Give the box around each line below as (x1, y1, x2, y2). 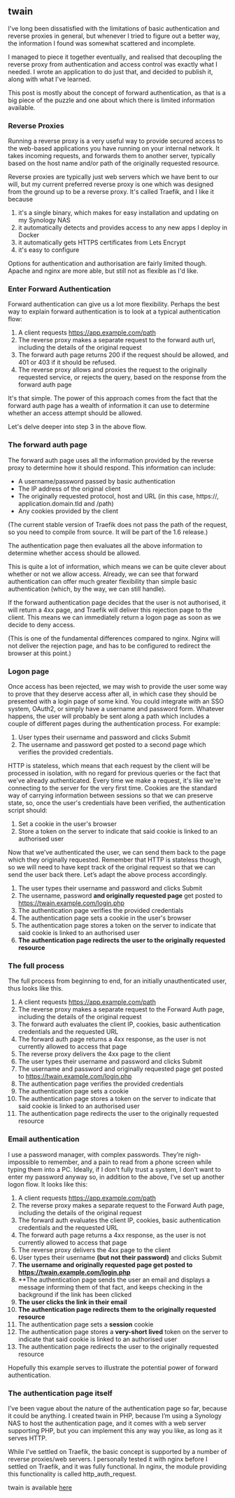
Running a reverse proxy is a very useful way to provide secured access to (8, 136, 223, 146)
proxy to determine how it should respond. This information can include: (8, 463, 216, 472)
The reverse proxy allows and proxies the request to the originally (17, 365, 208, 374)
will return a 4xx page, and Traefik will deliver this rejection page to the (8, 605, 213, 614)
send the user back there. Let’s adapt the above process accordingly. (8, 871, 208, 878)
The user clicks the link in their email (17, 1298, 127, 1306)
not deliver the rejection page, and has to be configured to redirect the (8, 641, 211, 650)
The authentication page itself (8, 1388, 113, 1398)
